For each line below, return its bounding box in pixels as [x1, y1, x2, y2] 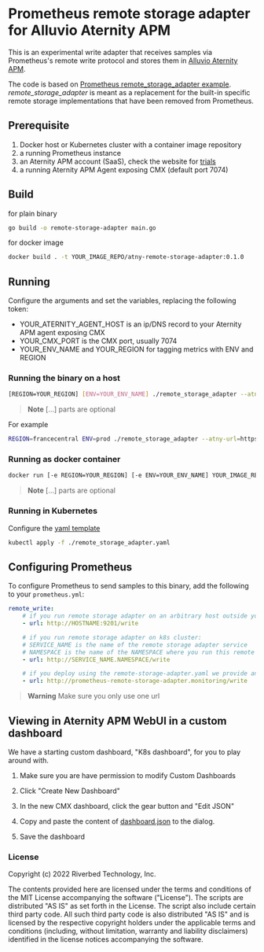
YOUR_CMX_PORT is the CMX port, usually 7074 [19, 336, 178, 346]
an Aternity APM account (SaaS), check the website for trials [19, 157, 216, 166]
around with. [8, 756, 49, 766]
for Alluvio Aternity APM [8, 21, 171, 39]
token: [8, 304, 29, 314]
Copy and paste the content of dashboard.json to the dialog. [19, 817, 215, 826]
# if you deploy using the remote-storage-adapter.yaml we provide [22, 670, 247, 677]
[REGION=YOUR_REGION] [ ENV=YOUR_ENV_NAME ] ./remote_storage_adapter [8, 390, 237, 398]
